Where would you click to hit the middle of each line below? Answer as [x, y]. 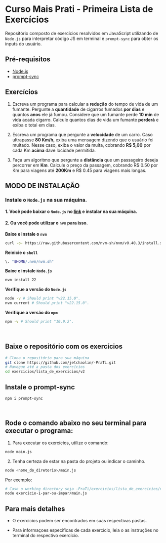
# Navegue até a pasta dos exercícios [45, 367]
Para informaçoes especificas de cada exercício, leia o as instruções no [85, 530]
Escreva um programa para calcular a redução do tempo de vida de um [85, 104]
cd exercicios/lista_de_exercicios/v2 [45, 372]
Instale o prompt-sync [40, 387]
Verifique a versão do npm [31, 313]
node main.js [19, 452]
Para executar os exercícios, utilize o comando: [60, 443]
